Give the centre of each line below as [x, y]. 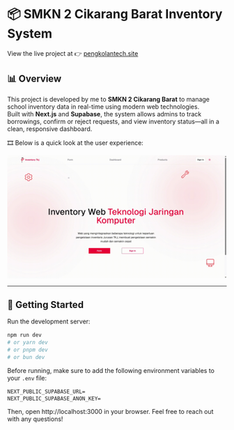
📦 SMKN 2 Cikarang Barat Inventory [115, 14]
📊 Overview [34, 79]
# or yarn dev [28, 342]
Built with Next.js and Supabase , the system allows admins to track [104, 114]
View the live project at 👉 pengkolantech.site [73, 53]
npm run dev [24, 335]
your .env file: [27, 378]
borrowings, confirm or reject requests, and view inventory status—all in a [113, 121]
